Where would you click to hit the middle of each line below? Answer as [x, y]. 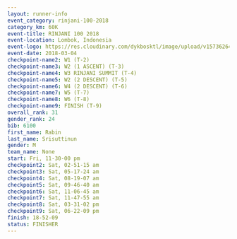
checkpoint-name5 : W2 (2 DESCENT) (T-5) [68, 80]
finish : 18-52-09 [33, 218]
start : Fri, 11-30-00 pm [44, 159]
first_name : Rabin [34, 132]
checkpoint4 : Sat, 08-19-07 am [53, 178]
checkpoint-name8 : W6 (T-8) [49, 100]
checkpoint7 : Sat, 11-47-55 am [53, 198]
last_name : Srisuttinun [42, 139]
